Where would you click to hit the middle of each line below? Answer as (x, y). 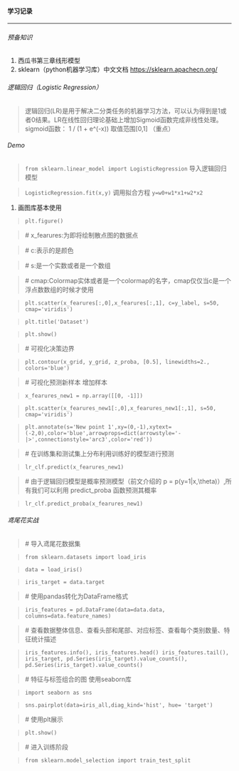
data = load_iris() (54, 570)
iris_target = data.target (65, 582)
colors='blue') (47, 368)
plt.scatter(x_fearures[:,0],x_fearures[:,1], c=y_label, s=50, (122, 303)
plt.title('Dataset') (57, 322)
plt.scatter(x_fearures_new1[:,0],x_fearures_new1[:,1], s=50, (121, 408)
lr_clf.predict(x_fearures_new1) (74, 467)
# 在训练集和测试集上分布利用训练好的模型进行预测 (99, 454)
